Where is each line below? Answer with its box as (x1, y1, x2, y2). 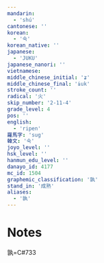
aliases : (7, 189, 32, 196)
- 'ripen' (13, 125, 41, 132)
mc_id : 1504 (7, 170, 41, 176)
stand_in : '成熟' (7, 183, 55, 190)
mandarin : (7, 10, 36, 17)
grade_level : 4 (7, 106, 51, 113)
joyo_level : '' (7, 144, 51, 151)
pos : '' (7, 112, 29, 119)
